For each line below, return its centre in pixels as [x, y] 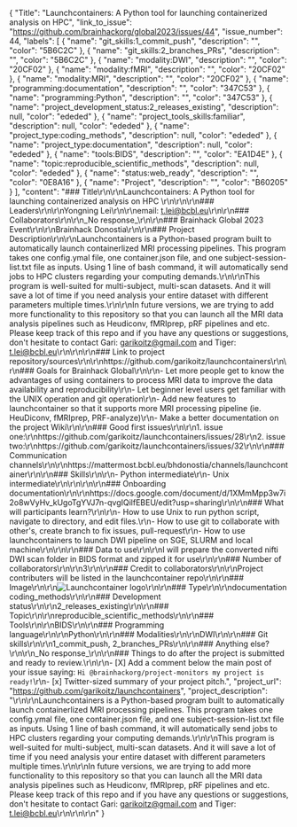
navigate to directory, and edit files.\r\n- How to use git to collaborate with [145, 521]
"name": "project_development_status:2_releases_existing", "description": [144, 107]
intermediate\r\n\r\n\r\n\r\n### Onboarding [88, 484]
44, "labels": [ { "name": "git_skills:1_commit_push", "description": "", [135, 41]
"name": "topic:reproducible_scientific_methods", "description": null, [134, 164]
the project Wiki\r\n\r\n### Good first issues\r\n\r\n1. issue [116, 427]
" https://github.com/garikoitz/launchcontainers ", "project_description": [139, 691]
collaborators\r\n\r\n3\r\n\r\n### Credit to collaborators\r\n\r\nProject [137, 568]
